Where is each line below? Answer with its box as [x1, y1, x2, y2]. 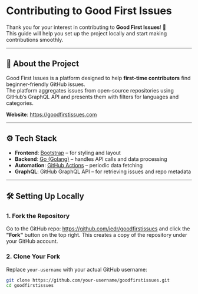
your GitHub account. [6, 237, 58, 245]
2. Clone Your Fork [6, 252, 61, 260]
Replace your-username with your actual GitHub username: [6, 266, 147, 273]
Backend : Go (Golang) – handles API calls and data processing [14, 155, 167, 163]
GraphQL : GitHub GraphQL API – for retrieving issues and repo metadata [14, 168, 192, 175]
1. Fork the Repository [6, 212, 70, 220]
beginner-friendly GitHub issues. [6, 81, 85, 88]
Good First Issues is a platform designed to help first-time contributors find [6, 74, 191, 81]
